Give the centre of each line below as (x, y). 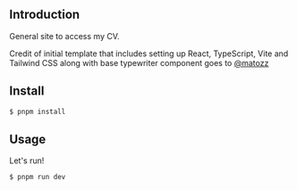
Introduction (45, 15)
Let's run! (27, 161)
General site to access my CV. (64, 36)
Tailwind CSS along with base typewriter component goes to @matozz (139, 62)
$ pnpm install (38, 112)
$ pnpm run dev (38, 178)
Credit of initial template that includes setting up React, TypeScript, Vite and (149, 54)
